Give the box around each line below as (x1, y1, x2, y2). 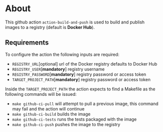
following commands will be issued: (5, 91, 77, 97)
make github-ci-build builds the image (12, 111, 91, 117)
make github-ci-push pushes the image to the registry (12, 121, 121, 127)
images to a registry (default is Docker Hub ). (5, 24, 95, 30)
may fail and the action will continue (12, 106, 85, 111)
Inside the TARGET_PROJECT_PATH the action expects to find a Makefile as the (5, 86, 156, 92)
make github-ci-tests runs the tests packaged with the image (12, 116, 137, 122)
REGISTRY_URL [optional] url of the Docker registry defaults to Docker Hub (12, 61, 158, 66)
